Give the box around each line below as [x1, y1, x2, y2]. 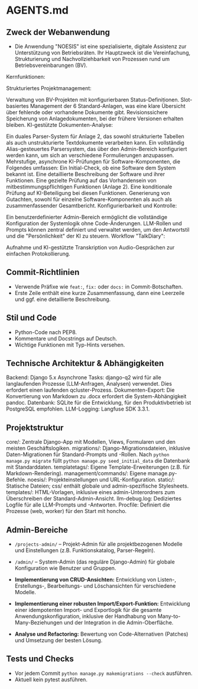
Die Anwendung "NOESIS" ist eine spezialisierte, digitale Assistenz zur [14, 43, 187, 50]
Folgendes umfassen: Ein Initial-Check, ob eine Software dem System [6, 164, 176, 171]
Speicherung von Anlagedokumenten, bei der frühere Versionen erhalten [6, 115, 184, 122]
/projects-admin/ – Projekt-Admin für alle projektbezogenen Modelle [14, 540, 183, 548]
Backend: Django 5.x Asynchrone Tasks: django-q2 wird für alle [6, 374, 161, 381]
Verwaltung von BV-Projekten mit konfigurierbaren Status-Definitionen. [6, 96, 180, 103]
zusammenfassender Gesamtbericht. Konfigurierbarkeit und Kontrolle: [6, 202, 177, 209]
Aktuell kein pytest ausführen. [14, 676, 87, 683]
